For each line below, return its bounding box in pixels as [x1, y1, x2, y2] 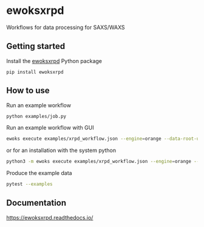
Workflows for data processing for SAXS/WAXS [6, 24, 126, 31]
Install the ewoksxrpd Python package [6, 57, 102, 64]
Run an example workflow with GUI [6, 124, 94, 131]
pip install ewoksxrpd [6, 69, 64, 75]
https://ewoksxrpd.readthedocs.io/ [6, 214, 93, 221]
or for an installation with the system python [6, 146, 117, 154]
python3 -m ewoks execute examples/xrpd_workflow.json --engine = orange [6, 159, 191, 165]
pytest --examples [6, 181, 53, 188]
